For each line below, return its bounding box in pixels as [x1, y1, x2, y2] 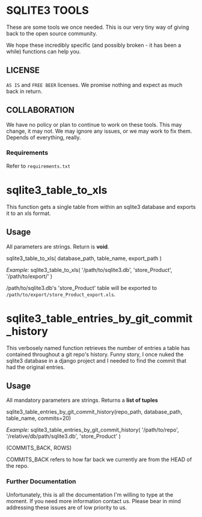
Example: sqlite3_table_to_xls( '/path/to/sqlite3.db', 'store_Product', [6, 266, 173, 273]
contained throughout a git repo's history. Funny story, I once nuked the [6, 351, 184, 358]
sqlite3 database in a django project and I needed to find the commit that [6, 357, 186, 364]
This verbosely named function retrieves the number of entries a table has [6, 344, 191, 351]
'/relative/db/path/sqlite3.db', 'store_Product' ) [6, 433, 121, 440]
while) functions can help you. [6, 47, 81, 55]
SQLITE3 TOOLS [6, 4, 89, 17]
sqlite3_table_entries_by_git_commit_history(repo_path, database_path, [6, 408, 182, 416]
